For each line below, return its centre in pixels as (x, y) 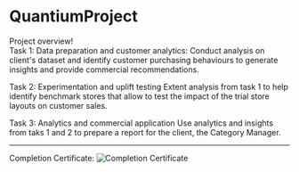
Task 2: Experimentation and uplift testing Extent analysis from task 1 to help (149, 86)
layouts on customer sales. (59, 105)
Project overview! (41, 41)
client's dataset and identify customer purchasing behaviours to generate (144, 60)
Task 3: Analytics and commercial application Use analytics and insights (141, 123)
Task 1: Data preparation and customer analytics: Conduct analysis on (137, 50)
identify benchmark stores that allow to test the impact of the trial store (139, 96)
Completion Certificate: (52, 158)
